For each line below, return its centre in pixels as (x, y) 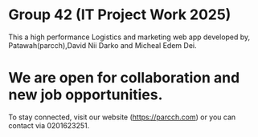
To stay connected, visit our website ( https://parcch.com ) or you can (122, 117)
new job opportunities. (86, 95)
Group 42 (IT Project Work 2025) (120, 15)
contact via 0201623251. (49, 125)
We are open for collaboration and (124, 78)
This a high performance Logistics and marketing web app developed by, (129, 37)
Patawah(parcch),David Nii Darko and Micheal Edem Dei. (102, 45)
